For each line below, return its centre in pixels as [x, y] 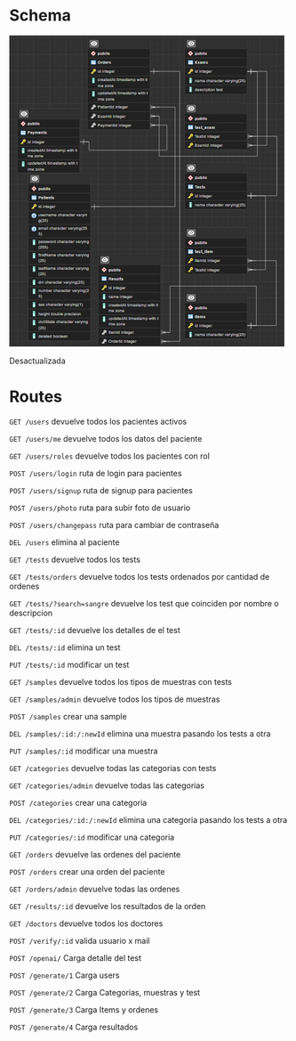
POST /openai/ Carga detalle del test [76, 957]
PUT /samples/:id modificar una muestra [84, 751]
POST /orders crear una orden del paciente [88, 871]
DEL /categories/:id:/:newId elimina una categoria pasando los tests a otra [148, 819]
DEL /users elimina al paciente [64, 542]
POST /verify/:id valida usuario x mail [80, 940]
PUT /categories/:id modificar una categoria [92, 837]
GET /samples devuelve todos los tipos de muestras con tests [121, 681]
